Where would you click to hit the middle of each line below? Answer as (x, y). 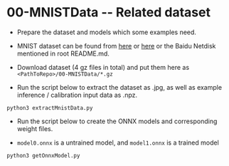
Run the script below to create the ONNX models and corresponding (117, 121)
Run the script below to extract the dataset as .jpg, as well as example (119, 87)
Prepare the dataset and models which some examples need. (107, 32)
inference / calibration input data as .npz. (77, 95)
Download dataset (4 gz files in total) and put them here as (103, 67)
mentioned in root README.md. (63, 53)
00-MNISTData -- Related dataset (109, 12)
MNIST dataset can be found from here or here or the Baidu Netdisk (116, 46)
